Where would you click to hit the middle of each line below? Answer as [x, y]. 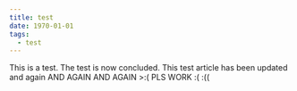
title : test [31, 17]
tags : [19, 34]
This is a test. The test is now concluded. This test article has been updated [148, 68]
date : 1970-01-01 [42, 26]
